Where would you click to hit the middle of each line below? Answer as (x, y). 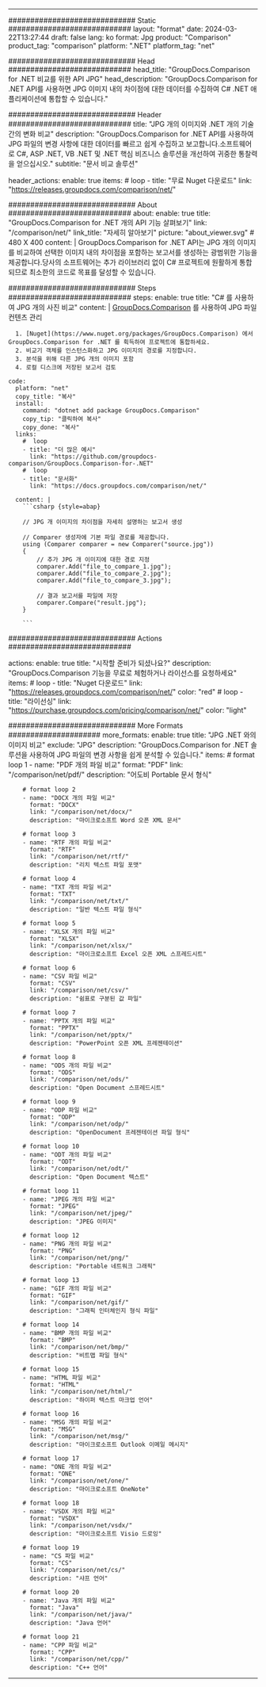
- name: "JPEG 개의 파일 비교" (69, 1199)
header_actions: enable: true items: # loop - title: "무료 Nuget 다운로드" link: (130, 180)
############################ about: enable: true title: (110, 213)
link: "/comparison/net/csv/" (79, 990)
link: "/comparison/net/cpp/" (79, 1659)
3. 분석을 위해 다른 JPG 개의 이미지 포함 (75, 359)
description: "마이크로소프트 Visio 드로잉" (95, 1534)
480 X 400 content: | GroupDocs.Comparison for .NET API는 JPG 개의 (122, 242)
